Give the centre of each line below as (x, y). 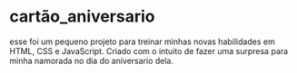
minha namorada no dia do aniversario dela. (92, 60)
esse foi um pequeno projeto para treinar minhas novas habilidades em (142, 41)
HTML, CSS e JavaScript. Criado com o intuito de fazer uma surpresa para (149, 50)
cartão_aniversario (82, 17)
